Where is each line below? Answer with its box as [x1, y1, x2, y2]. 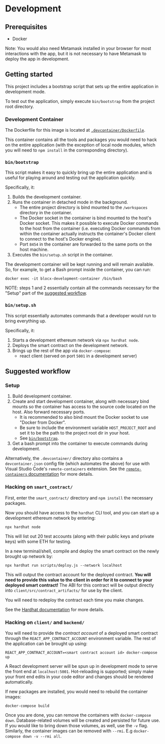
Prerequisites [5, 23, 47, 31]
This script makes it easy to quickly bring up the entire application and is [5, 169, 152, 176]
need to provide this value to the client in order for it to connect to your [5, 577, 153, 583]
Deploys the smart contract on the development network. [12, 342, 129, 348]
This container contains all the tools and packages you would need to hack [5, 137, 157, 143]
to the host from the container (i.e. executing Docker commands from [19, 226, 161, 232]
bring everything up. [5, 318, 47, 324]
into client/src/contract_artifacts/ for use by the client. [5, 587, 123, 593]
